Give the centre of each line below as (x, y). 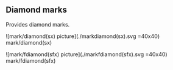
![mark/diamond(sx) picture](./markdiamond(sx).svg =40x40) (83, 36)
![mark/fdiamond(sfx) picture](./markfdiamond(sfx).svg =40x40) (87, 54)
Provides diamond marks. (38, 24)
